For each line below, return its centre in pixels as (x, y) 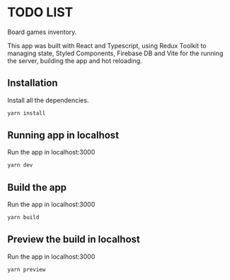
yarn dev (20, 165)
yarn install (27, 113)
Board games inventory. (42, 32)
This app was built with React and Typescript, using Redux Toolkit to (107, 45)
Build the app (37, 187)
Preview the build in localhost (74, 239)
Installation (33, 83)
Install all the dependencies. (48, 100)
